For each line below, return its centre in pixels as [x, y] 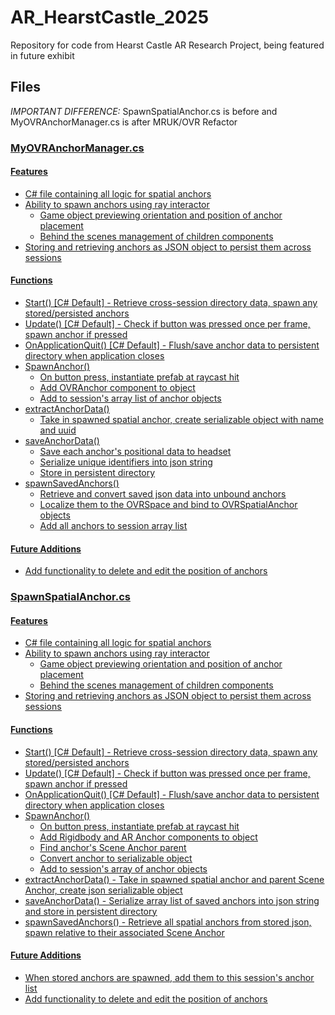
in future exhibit [42, 55]
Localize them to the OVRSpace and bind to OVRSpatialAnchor [168, 505]
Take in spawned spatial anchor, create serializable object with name [181, 420]
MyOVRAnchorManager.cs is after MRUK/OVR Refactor [124, 122]
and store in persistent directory [91, 911]
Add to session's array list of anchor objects [130, 398]
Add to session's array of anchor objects [123, 868]
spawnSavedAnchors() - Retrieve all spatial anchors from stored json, [168, 922]
